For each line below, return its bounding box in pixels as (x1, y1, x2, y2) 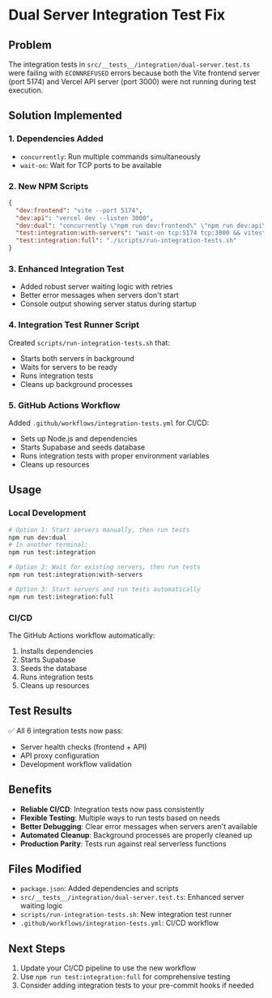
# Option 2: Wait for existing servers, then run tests (8, 563, 201, 571)
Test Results (8, 704, 73, 718)
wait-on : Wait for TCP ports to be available (19, 160, 162, 170)
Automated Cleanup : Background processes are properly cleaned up (19, 830, 253, 840)
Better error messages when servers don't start (19, 290, 180, 300)
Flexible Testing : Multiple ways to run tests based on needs (19, 813, 220, 823)
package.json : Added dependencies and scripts (19, 884, 180, 893)
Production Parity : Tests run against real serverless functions (19, 838, 227, 849)
